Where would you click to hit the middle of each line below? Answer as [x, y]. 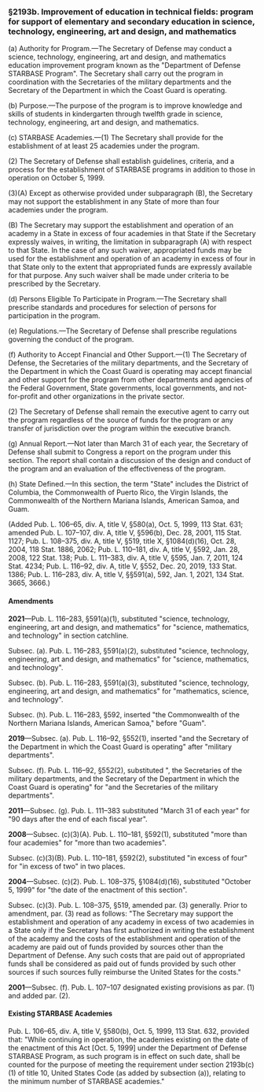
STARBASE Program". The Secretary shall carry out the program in [116, 74]
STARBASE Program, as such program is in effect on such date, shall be [124, 1056]
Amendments [31, 601]
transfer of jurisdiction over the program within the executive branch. [120, 428]
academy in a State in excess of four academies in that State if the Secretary [132, 234]
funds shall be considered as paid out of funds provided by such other [122, 964]
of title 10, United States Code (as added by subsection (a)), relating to [132, 1072]
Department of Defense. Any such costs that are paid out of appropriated [126, 955]
